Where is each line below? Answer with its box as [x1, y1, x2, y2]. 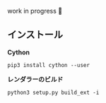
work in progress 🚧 [7, 7, 63, 15]
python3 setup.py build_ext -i [7, 89, 100, 96]
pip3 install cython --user [7, 61, 90, 68]
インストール [7, 29, 64, 41]
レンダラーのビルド [7, 75, 64, 83]
